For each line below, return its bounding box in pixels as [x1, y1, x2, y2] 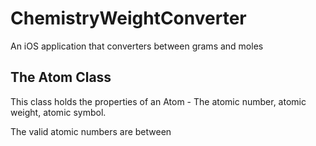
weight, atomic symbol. [10, 106, 107, 118]
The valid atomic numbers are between [10, 125, 172, 137]
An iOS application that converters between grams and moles [10, 40, 264, 52]
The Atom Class [10, 69, 112, 86]
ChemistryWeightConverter [10, 7, 247, 30]
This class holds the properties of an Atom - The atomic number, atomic [10, 95, 307, 107]
